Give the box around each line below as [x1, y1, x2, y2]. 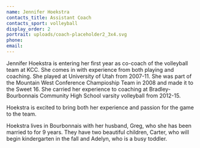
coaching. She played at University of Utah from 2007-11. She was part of [6, 72, 192, 80]
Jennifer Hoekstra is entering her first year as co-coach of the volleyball [6, 59, 188, 67]
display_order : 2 [6, 26, 51, 32]
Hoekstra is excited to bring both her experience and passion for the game [6, 104, 194, 111]
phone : [6, 37, 23, 43]
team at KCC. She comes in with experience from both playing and [6, 66, 174, 73]
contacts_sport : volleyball [6, 20, 78, 26]
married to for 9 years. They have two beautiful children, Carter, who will [6, 129, 190, 136]
